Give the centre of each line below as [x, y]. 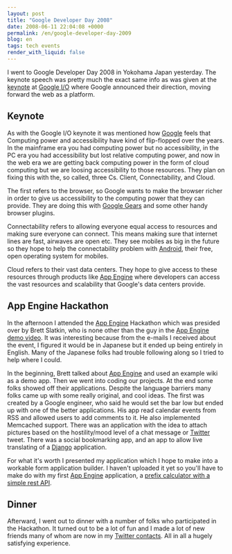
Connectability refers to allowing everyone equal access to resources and [112, 226]
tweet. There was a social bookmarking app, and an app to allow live [105, 439]
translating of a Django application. [57, 447]
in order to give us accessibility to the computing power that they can [106, 198]
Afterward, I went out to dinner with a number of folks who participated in [112, 521]
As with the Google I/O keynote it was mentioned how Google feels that [109, 133]
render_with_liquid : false [46, 53]
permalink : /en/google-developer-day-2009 [69, 33]
